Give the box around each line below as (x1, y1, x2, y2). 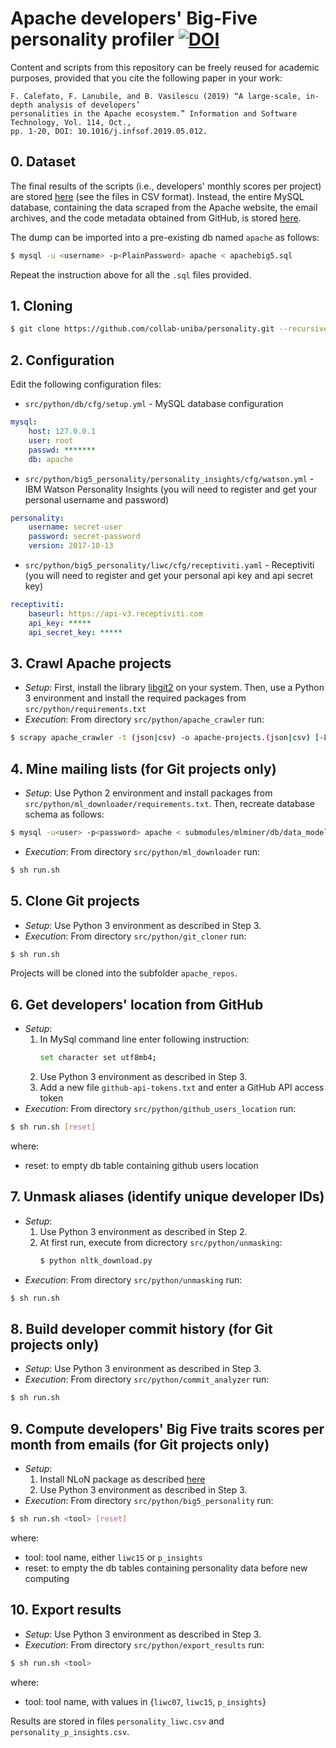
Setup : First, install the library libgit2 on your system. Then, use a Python (24, 682, 325, 694)
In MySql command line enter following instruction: (39, 1033, 250, 1046)
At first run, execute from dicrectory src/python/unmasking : (39, 1236, 283, 1248)
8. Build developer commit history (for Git (10, 1320, 273, 1337)
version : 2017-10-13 (28, 541, 114, 551)
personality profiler (10, 28, 175, 51)
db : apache (28, 454, 74, 464)
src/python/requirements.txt (24, 705, 147, 715)
